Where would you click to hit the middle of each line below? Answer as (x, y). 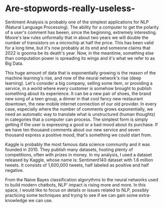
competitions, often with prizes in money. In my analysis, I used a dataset (79, 154)
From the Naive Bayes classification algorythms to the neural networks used (82, 180)
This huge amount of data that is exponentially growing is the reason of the (81, 73)
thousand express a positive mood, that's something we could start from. (79, 135)
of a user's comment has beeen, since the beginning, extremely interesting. (81, 32)
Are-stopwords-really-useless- (70, 9)
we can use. (41, 200)
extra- (145, 195)
